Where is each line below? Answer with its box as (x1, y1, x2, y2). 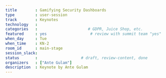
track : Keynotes (5, 17, 58, 22)
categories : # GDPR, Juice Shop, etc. (5, 27, 143, 32)
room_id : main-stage (5, 46, 63, 51)
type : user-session (5, 12, 68, 17)
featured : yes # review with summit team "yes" (5, 31, 161, 36)
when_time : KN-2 (5, 41, 50, 46)
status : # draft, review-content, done (5, 55, 148, 61)
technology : (5, 22, 38, 27)
